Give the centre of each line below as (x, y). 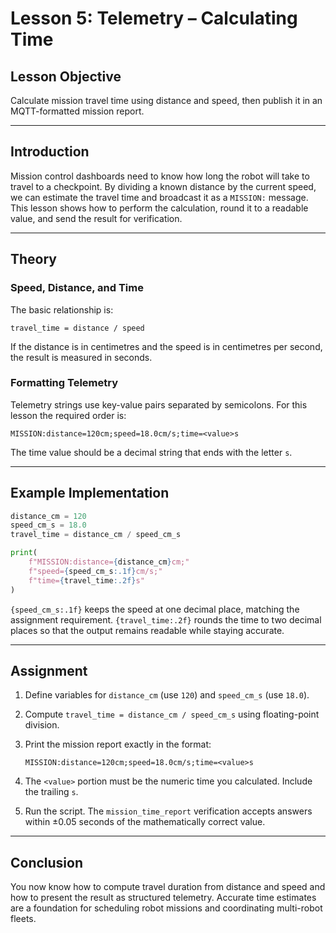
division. (42, 725)
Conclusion (47, 862)
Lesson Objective (66, 76)
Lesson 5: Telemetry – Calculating (154, 18)
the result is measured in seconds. (81, 357)
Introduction (50, 152)
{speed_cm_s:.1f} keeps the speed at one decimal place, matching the (155, 609)
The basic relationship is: (62, 309)
